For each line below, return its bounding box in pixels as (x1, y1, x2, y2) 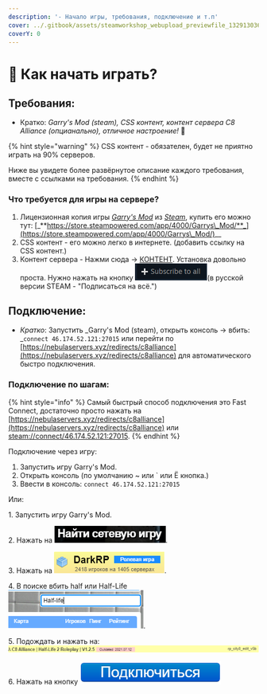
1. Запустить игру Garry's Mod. (8, 510, 113, 520)
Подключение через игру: (8, 446, 98, 456)
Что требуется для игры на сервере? (8, 194, 160, 205)
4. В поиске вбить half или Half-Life (8, 581, 128, 590)
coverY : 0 (8, 29, 41, 37)
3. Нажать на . (8, 566, 167, 575)
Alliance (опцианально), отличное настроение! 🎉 (19, 126, 186, 135)
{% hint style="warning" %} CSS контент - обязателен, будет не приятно (8, 142, 253, 151)
